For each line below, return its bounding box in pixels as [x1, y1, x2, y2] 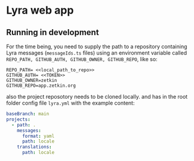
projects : [6, 116, 31, 122]
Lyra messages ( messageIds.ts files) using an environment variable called [6, 49, 187, 56]
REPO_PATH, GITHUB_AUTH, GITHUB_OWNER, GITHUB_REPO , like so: [6, 56, 158, 62]
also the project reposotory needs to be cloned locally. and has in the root [6, 93, 188, 100]
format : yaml [21, 133, 55, 139]
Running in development [6, 27, 100, 37]
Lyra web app [6, 4, 74, 17]
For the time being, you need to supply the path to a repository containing [6, 43, 187, 50]
